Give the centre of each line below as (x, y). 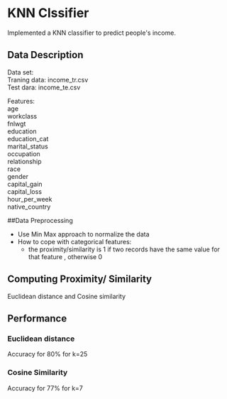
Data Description (45, 55)
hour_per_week (30, 199)
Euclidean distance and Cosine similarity (67, 296)
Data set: (21, 72)
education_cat (28, 138)
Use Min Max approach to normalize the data (84, 234)
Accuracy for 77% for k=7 (45, 388)
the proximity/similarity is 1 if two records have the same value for (124, 249)
